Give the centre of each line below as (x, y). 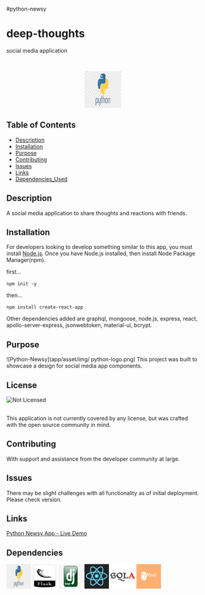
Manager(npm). (26, 260)
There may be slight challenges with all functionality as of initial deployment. (102, 493)
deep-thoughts (46, 34)
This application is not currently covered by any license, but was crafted (97, 418)
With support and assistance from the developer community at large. (93, 459)
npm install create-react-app (45, 307)
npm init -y (21, 284)
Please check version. (34, 499)
